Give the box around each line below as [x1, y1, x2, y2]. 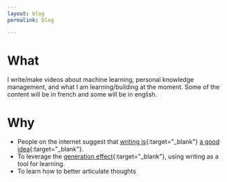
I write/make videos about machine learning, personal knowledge [7, 76, 194, 84]
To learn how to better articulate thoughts [17, 167, 137, 176]
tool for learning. [17, 160, 65, 168]
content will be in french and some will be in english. [7, 90, 158, 99]
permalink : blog [7, 17, 54, 24]
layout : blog [7, 10, 45, 17]
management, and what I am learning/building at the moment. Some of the [7, 83, 220, 91]
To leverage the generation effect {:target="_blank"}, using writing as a [17, 152, 219, 160]
